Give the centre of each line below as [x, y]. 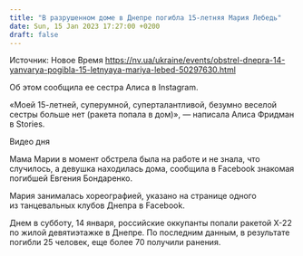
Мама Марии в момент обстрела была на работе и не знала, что [135, 159]
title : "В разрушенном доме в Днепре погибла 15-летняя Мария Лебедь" [146, 18]
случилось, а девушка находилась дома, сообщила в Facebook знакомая [152, 169]
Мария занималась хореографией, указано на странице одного [133, 196]
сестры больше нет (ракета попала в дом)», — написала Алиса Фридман [152, 115]
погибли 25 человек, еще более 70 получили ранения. [115, 242]
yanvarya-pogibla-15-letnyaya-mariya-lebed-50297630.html [122, 70]
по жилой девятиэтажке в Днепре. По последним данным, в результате [150, 232]
